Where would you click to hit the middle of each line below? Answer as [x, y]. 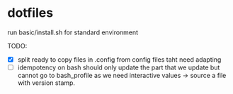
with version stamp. [46, 83]
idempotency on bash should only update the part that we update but [119, 67]
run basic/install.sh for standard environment [73, 32]
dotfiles [30, 13]
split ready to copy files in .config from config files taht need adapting [119, 59]
